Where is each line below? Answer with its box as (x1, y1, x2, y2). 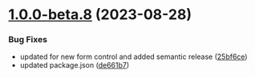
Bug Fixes (8, 34, 48, 45)
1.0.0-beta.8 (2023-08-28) (8, 6, 192, 24)
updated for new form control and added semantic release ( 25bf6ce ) (19, 52, 248, 61)
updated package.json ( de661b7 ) (19, 60, 130, 70)
